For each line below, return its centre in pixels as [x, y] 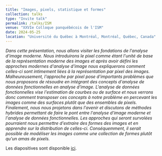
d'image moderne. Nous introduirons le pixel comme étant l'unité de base [79, 56]
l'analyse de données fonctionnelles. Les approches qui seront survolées [79, 118]
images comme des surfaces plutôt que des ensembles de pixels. [71, 102]
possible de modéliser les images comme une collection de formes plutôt [79, 133]
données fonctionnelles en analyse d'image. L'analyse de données [73, 87]
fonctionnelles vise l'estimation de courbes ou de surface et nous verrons [80, 92]
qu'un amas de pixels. [28, 138]
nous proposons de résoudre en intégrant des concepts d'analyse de [75, 81]
